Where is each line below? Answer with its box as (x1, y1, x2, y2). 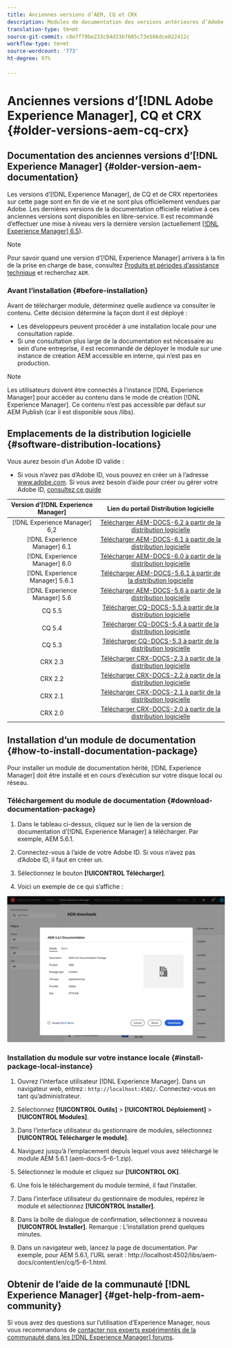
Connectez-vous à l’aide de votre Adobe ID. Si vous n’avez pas (17, 848, 195, 856)
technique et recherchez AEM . (7, 268, 90, 276)
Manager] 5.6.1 (30, 576, 75, 585)
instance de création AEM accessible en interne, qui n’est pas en (17, 352, 202, 360)
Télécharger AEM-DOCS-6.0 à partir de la (99, 552, 222, 560)
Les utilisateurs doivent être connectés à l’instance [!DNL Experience (7, 386, 204, 394)
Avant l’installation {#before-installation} (7, 285, 148, 295)
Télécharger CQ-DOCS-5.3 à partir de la (102, 637, 220, 646)
